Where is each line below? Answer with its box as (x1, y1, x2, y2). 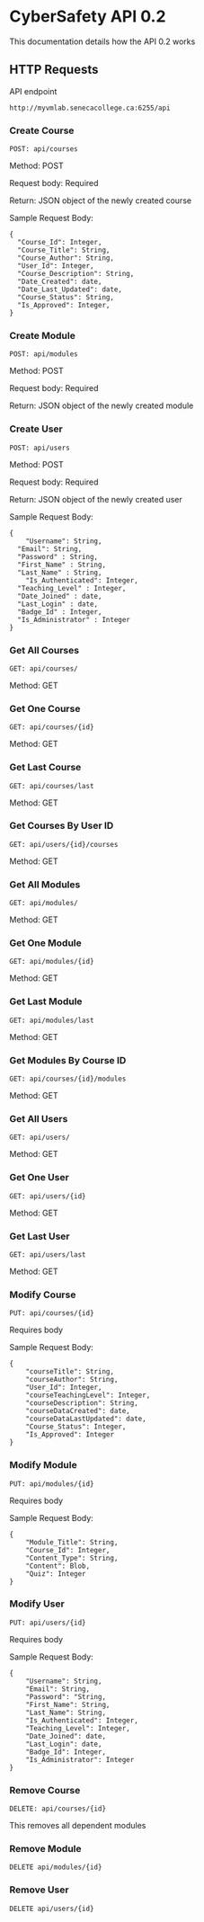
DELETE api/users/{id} (9, 1904, 94, 1913)
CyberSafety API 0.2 (9, 6, 166, 27)
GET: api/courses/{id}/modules (9, 1074, 127, 1084)
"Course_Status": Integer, (25, 1422, 127, 1431)
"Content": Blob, (25, 1562, 91, 1571)
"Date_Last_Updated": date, (17, 285, 123, 294)
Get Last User (9, 1230, 70, 1242)
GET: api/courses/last (9, 781, 94, 790)
